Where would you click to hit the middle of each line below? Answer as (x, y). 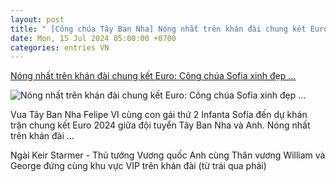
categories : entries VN (60, 47)
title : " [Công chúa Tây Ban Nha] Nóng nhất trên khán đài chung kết (158, 29)
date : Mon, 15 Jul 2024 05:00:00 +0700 (93, 38)
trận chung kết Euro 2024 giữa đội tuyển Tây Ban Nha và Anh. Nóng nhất (160, 125)
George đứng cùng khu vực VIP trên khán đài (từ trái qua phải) (138, 166)
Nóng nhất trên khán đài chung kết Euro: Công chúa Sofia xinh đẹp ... (153, 76)
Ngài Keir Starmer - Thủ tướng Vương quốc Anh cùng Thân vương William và (168, 155)
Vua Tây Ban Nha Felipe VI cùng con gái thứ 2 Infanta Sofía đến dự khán (159, 115)
